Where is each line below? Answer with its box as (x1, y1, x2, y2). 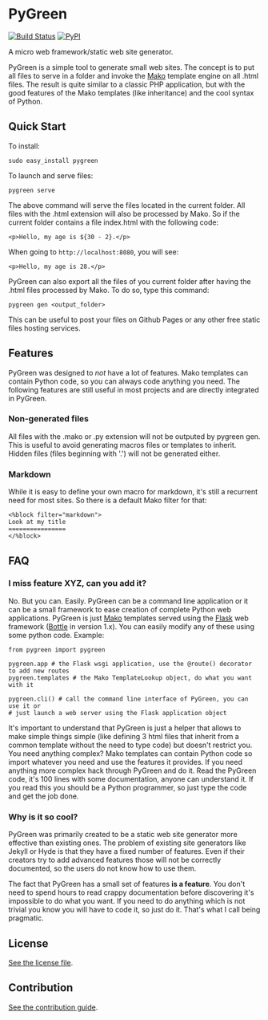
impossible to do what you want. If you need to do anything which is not (8, 896, 246, 906)
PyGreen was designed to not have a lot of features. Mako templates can (8, 368, 249, 377)
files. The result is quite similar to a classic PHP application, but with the (8, 79, 246, 89)
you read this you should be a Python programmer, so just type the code (8, 782, 247, 792)
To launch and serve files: (8, 170, 94, 181)
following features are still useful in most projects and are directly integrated (8, 384, 260, 394)
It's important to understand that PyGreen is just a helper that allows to (8, 723, 242, 733)
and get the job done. (8, 791, 79, 801)
